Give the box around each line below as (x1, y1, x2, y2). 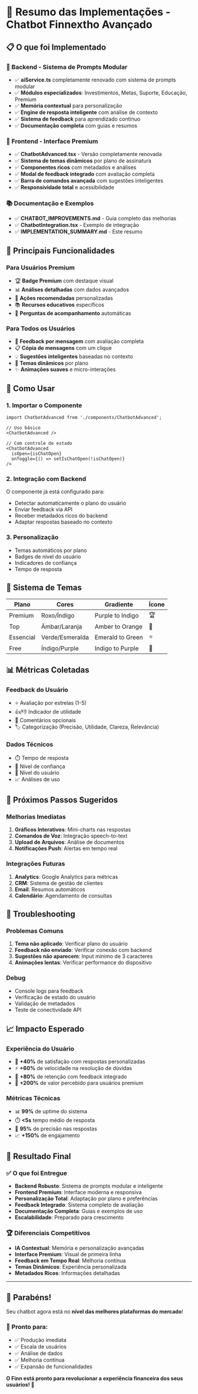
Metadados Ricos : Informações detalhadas (14, 1270, 120, 1277)
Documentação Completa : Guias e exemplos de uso (14, 1208, 143, 1215)
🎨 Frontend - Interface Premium (6, 137, 98, 145)
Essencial (9, 633, 36, 642)
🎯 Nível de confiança (14, 762, 65, 770)
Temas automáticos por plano (14, 547, 87, 554)
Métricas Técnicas (6, 1094, 61, 1103)
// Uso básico (6, 425, 41, 431)
